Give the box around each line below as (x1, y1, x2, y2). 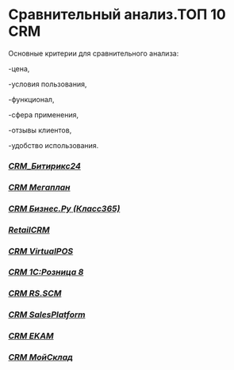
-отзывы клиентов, (8, 125, 72, 135)
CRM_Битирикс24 (8, 160, 82, 171)
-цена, (8, 63, 30, 73)
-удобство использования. (8, 140, 99, 150)
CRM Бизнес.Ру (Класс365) (8, 203, 121, 214)
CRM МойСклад (8, 352, 74, 363)
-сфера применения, (8, 109, 79, 120)
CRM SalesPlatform (8, 309, 86, 320)
